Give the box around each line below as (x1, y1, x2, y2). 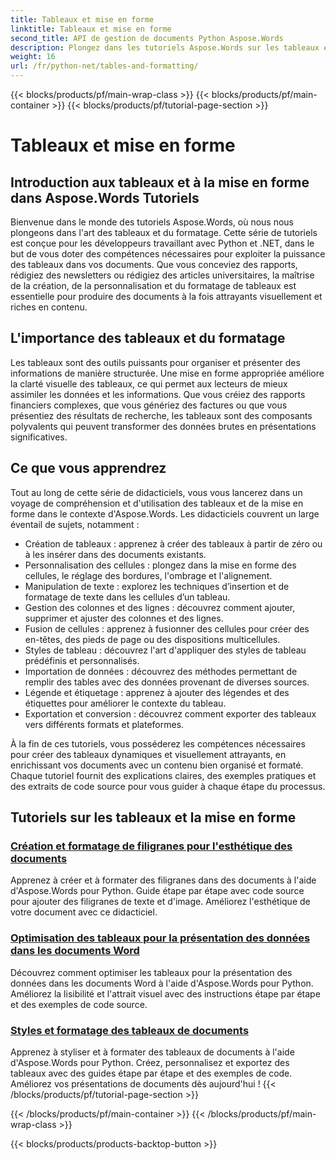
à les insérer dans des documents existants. (24, 548, 207, 560)
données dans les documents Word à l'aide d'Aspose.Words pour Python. (10, 977, 314, 989)
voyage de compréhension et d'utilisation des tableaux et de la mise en (10, 497, 304, 509)
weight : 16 (10, 52, 56, 62)
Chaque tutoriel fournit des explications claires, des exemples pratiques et (10, 769, 317, 781)
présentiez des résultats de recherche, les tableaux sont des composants (10, 409, 313, 421)
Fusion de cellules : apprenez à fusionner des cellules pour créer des (24, 622, 310, 635)
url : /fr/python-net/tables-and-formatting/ (10, 61, 199, 71)
